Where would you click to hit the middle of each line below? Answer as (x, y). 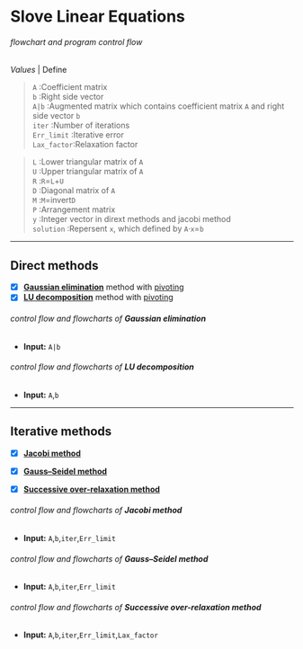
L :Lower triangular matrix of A (88, 162)
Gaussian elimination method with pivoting (103, 287)
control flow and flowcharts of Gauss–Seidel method (109, 558)
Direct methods (54, 266)
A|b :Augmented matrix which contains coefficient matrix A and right (158, 106)
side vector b (56, 116)
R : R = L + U (48, 181)
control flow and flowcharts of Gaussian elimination (108, 318)
